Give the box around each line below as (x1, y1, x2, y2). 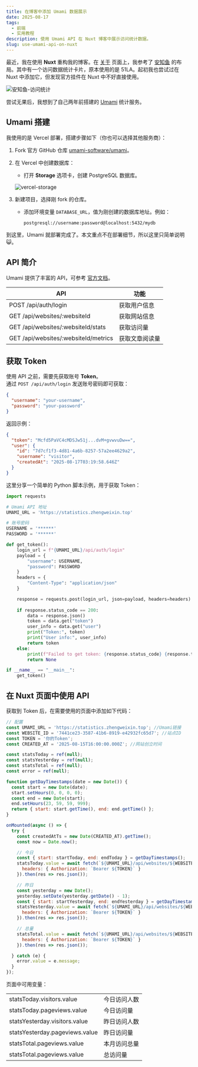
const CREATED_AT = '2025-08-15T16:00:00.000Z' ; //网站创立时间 (6, 741, 162, 747)
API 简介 (6, 257, 37, 267)
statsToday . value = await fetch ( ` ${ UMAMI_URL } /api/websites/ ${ (16, 860, 176, 866)
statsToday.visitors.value (9, 995, 78, 1003)
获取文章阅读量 (118, 334, 161, 342)
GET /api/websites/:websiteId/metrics (9, 334, 114, 342)
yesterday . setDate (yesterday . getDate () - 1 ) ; (16, 893, 131, 899)
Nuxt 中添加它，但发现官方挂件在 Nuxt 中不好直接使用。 (6, 73, 143, 80)
